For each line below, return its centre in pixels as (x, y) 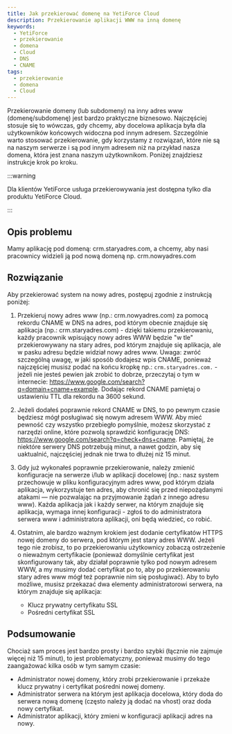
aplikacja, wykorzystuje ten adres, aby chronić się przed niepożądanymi (120, 489)
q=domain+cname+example (57, 389)
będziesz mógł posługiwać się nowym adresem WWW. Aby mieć (109, 417)
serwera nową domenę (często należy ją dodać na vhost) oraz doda (114, 701)
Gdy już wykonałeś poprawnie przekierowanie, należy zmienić (106, 467)
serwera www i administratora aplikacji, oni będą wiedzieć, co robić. (115, 519)
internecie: (33, 382)
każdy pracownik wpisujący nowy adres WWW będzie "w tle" (105, 337)
